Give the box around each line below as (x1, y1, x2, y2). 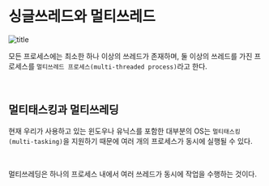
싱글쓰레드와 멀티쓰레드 (8, 7, 156, 26)
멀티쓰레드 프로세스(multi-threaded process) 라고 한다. (36, 61, 208, 71)
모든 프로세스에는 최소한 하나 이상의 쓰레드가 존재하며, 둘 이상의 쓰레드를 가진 (8, 51, 253, 61)
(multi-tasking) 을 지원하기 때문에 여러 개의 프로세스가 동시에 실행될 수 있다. (8, 136, 253, 146)
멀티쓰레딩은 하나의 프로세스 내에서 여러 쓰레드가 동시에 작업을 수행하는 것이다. (8, 169, 258, 179)
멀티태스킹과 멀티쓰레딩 (8, 103, 119, 117)
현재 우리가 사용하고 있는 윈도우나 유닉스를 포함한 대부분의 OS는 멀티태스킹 (8, 126, 241, 136)
